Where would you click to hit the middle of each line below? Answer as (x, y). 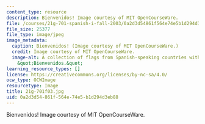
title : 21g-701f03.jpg (35, 92)
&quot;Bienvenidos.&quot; (50, 63)
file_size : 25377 (28, 29)
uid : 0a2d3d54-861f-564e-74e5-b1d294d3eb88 (63, 97)
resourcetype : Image (33, 86)
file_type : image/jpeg (35, 35)
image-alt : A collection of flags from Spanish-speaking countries (99, 57)
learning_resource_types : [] (43, 69)
